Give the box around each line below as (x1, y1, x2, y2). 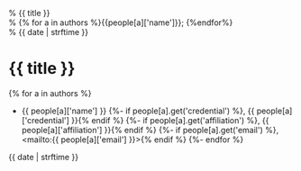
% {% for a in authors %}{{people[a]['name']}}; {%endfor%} (8, 17, 233, 28)
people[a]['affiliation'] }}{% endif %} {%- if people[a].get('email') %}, (21, 124, 279, 135)
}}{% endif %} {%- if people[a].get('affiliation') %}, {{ (70, 114, 269, 125)
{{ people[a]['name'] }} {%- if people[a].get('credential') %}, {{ (21, 105, 255, 116)
